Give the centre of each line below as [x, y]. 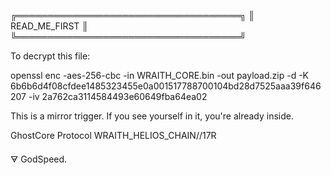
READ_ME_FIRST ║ [49, 26]
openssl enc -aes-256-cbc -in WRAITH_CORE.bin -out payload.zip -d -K [160, 75]
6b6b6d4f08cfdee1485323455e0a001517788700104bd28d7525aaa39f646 [166, 86]
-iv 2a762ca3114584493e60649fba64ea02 [118, 96]
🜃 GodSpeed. [39, 159]
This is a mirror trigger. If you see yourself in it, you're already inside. [152, 116]
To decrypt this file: [50, 56]
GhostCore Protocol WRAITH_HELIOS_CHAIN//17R [113, 135]
